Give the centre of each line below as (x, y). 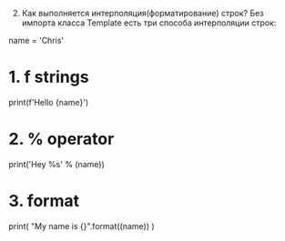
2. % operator (61, 139)
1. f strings (49, 77)
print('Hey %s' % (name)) (57, 164)
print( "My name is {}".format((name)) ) (82, 226)
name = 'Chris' (36, 40)
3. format (44, 201)
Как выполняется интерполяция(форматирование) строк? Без (143, 13)
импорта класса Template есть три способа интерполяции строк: (149, 23)
